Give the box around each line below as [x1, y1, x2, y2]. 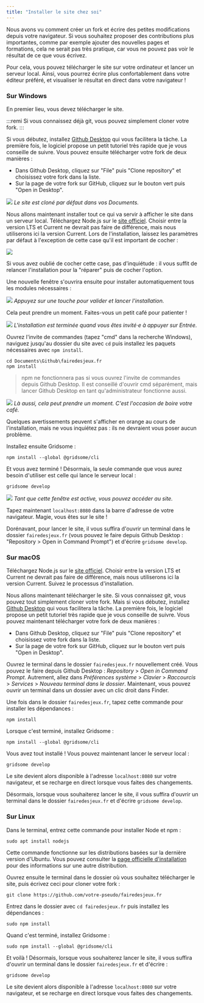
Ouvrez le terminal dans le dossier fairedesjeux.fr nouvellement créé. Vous [6, 661, 198, 668]
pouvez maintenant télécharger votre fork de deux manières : [6, 618, 160, 625]
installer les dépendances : [6, 705, 74, 712]
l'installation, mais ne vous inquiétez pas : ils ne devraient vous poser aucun [6, 424, 197, 432]
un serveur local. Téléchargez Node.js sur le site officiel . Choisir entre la [6, 217, 187, 224]
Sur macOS [6, 553, 41, 562]
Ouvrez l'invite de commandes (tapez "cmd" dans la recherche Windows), [6, 333, 193, 340]
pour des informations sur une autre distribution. [6, 862, 128, 869]
